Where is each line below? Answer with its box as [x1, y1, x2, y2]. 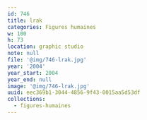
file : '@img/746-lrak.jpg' [7, 56, 87, 64]
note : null [7, 50, 40, 57]
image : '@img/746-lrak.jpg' [7, 83, 90, 90]
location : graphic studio [7, 43, 83, 50]
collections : [7, 96, 46, 103]
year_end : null [7, 76, 52, 83]
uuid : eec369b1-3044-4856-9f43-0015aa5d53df [7, 89, 141, 96]
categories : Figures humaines [7, 23, 97, 30]
